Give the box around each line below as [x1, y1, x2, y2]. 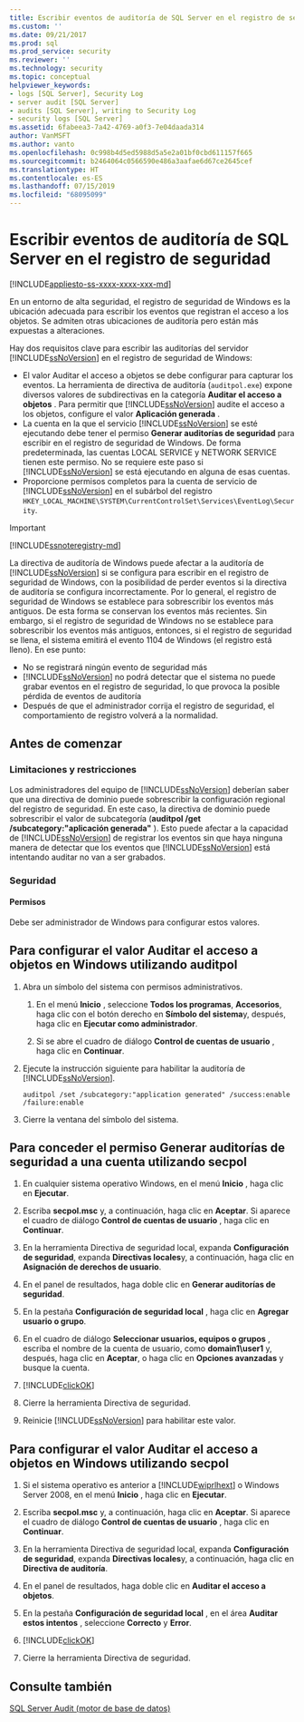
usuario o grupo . [22, 1316, 87, 1327]
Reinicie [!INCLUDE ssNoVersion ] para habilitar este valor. [22, 1416, 236, 1426]
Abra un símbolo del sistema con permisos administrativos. [22, 981, 243, 992]
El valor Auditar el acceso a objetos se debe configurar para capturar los [22, 369, 294, 381]
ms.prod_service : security [9, 47, 111, 56]
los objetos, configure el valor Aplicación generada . [22, 408, 220, 419]
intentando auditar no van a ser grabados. [9, 851, 166, 862]
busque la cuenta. [22, 1362, 90, 1374]
